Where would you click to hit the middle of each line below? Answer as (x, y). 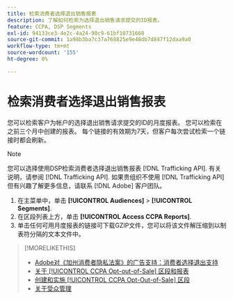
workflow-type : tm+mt (39, 46)
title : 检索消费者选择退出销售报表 (52, 14)
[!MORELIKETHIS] (50, 247)
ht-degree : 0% (28, 59)
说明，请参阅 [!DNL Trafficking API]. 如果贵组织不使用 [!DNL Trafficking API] (116, 177)
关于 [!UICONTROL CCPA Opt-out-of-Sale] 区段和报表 (112, 271)
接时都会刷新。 (29, 139)
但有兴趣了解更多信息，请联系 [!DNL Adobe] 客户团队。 (86, 185)
